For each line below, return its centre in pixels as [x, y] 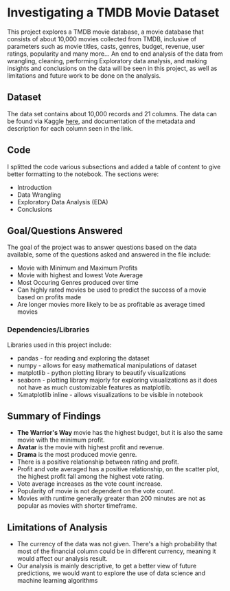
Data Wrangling [39, 195]
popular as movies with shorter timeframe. [77, 506]
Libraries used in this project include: [59, 345]
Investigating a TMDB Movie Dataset [113, 13]
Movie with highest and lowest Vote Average [80, 275]
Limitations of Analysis [57, 527]
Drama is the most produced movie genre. [77, 455]
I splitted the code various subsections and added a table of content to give [114, 166]
